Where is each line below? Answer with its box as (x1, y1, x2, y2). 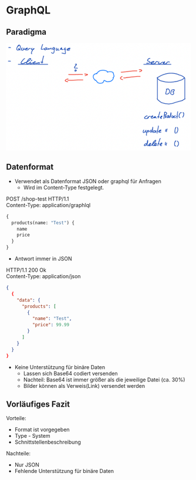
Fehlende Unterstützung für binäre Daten (14, 468, 114, 475)
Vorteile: (6, 415, 26, 422)
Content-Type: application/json (6, 273, 81, 280)
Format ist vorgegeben (14, 426, 70, 433)
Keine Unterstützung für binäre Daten (14, 363, 106, 370)
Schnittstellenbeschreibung (14, 438, 81, 446)
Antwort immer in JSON (14, 255, 72, 262)
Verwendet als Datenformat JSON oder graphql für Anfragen (14, 177, 161, 185)
